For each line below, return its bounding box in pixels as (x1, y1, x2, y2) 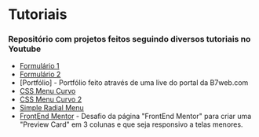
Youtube (8, 43, 42, 54)
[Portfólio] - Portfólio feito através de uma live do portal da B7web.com (19, 78, 249, 87)
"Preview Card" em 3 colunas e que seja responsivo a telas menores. (19, 120, 243, 129)
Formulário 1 (19, 61, 60, 71)
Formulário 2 (19, 69, 61, 80)
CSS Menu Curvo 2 (19, 94, 82, 104)
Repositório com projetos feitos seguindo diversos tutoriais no (8, 34, 251, 45)
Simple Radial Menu (19, 103, 84, 113)
